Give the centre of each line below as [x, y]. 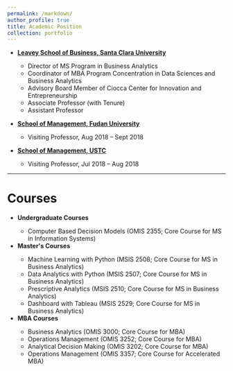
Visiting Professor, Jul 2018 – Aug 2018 [83, 164]
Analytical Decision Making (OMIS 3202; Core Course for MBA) [118, 347]
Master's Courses [44, 246]
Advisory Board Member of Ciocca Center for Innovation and [115, 88]
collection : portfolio [40, 33]
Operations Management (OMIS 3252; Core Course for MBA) [115, 339]
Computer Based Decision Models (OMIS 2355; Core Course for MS [124, 231]
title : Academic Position [44, 26]
